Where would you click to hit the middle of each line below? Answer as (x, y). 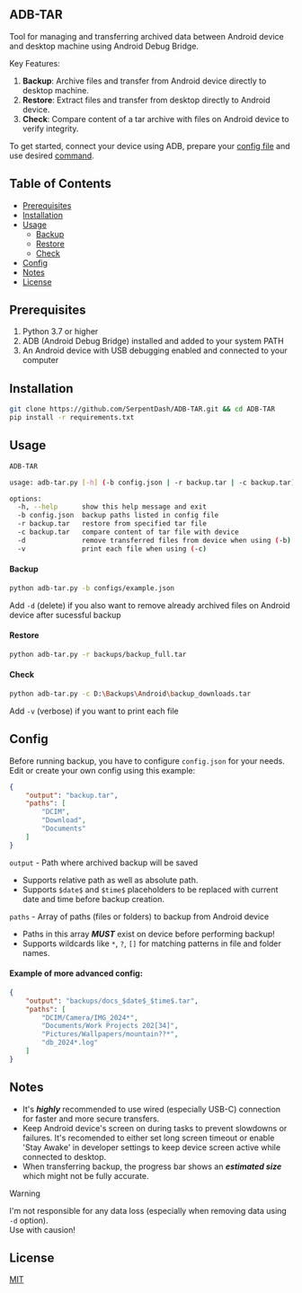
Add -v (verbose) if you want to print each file (94, 711)
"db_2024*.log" (70, 1043)
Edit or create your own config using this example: (102, 770)
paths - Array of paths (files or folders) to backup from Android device (139, 917)
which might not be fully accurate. (86, 1175)
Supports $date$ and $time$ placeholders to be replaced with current (150, 890)
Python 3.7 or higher (60, 332)
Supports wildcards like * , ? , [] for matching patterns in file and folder (151, 943)
